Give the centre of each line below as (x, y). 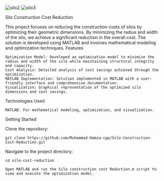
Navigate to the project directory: (39, 151)
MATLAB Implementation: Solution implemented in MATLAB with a (72, 79)
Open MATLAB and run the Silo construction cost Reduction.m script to (81, 169)
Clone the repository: (27, 129)
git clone (15, 138)
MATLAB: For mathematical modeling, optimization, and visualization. (80, 110)
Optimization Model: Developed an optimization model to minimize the (80, 57)
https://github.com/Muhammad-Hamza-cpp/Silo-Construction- (90, 138)
